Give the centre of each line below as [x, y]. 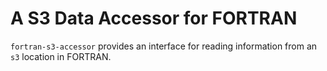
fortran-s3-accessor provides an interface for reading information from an [164, 46]
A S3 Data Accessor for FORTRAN [154, 18]
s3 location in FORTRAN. [61, 56]
